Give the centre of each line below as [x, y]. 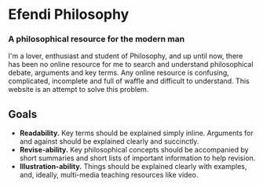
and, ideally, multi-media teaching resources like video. [109, 175]
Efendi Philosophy [69, 15]
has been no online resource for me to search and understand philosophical [131, 64]
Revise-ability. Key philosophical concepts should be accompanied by [134, 150]
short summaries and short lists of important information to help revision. [137, 158]
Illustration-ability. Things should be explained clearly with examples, [133, 167]
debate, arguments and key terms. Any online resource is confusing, [119, 73]
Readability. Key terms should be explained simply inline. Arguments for [136, 133]
